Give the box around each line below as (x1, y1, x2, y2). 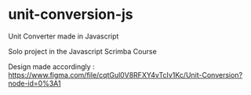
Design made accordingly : (8, 61, 96, 71)
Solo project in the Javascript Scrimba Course (8, 46, 157, 56)
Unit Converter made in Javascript (8, 31, 119, 41)
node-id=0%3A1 (8, 79, 61, 88)
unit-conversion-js (8, 5, 133, 24)
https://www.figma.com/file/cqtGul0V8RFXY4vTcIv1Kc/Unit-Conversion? (8, 70, 243, 79)
